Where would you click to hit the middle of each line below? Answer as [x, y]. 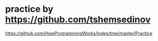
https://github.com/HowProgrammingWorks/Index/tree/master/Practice [79, 33]
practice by [29, 9]
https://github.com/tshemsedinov [78, 20]
